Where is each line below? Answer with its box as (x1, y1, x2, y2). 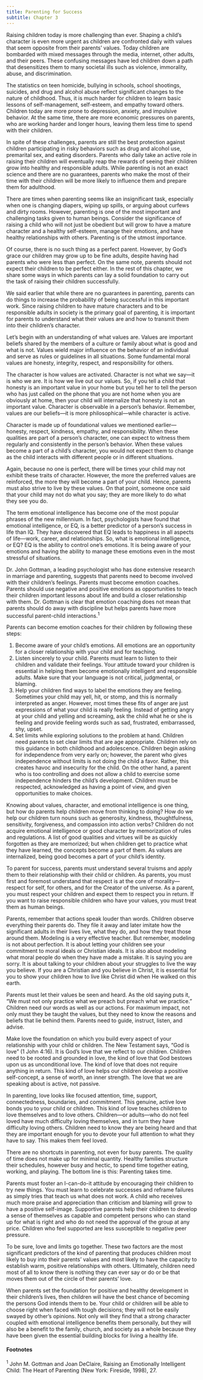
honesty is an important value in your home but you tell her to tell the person (6, 383, 197, 391)
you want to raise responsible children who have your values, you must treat (6, 897, 197, 904)
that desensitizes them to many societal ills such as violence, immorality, (6, 63, 188, 70)
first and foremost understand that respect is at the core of (6, 878, 153, 885)
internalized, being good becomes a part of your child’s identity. (6, 853, 165, 860)
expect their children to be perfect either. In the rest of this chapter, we (6, 265, 183, 272)
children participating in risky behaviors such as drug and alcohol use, (6, 145, 182, 152)
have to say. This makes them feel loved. (6, 1137, 108, 1144)
